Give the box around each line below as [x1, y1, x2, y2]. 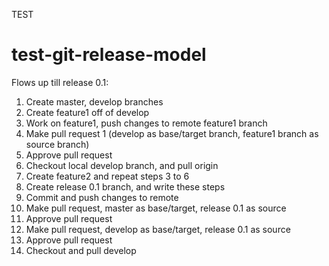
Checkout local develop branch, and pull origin [25, 159, 219, 171]
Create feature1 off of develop [25, 106, 150, 118]
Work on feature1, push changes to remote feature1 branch [25, 117, 268, 129]
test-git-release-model [11, 44, 207, 66]
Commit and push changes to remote [25, 191, 179, 203]
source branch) [25, 138, 90, 150]
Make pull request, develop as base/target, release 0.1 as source [25, 223, 291, 235]
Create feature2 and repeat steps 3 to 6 [25, 170, 190, 182]
